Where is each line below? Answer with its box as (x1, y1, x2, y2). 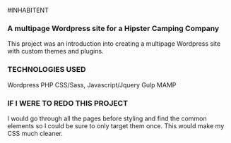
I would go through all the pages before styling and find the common (7, 114, 207, 123)
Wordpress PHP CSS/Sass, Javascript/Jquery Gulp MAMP (7, 80, 177, 89)
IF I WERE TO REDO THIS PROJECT (7, 98, 129, 108)
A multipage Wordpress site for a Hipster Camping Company (7, 23, 220, 33)
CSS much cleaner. (7, 129, 64, 137)
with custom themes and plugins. (7, 47, 104, 56)
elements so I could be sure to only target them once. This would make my (7, 121, 225, 130)
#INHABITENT (7, 6, 49, 14)
